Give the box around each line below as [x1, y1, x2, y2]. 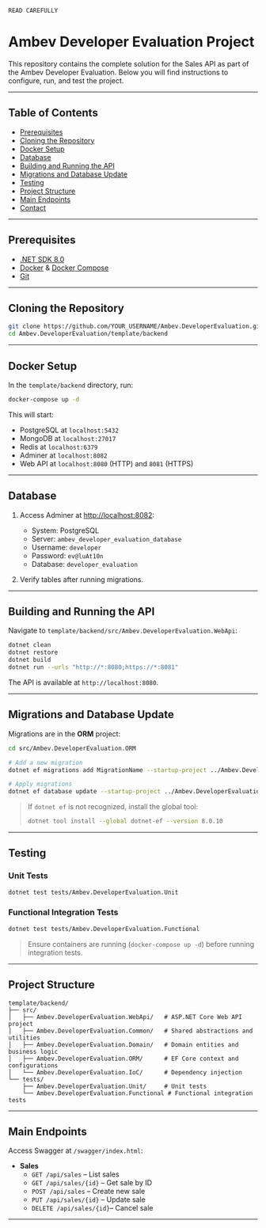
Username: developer [31, 542, 102, 552]
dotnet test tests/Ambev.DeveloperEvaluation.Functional [8, 925, 200, 933]
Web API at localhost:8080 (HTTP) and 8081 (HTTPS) [19, 458, 194, 468]
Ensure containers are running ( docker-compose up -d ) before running [27, 939, 255, 949]
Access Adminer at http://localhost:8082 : [19, 510, 154, 519]
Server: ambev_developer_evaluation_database [31, 534, 182, 543]
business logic [8, 1047, 59, 1055]
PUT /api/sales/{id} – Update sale [31, 1195, 146, 1204]
